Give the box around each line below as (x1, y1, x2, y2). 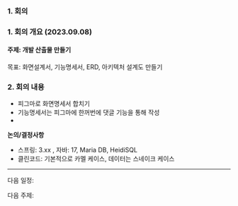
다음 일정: (7, 176, 34, 185)
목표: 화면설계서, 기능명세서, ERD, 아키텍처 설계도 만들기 (7, 63, 163, 71)
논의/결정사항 (7, 131, 45, 139)
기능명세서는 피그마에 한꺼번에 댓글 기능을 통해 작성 (17, 108, 160, 117)
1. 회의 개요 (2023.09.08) (7, 27, 92, 37)
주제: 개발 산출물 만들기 (7, 46, 72, 54)
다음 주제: (7, 191, 34, 200)
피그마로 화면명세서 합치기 (17, 99, 91, 108)
